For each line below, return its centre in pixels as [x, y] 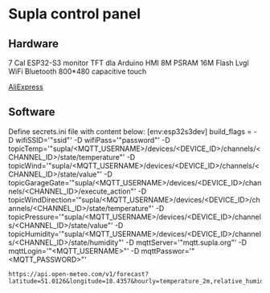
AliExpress [26, 87]
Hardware [33, 44]
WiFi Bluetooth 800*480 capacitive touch [78, 71]
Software [32, 112]
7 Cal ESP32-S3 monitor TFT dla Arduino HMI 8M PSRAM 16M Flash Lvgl [129, 63]
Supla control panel [75, 14]
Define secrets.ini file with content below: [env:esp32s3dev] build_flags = [130, 131]
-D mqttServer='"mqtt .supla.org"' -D [186, 242]
